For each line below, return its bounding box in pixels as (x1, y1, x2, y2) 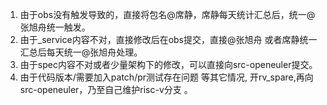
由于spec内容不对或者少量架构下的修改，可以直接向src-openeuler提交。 (19, 59, 318, 70)
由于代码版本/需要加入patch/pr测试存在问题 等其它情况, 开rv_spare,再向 (19, 71, 314, 83)
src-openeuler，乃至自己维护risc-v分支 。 (19, 84, 193, 95)
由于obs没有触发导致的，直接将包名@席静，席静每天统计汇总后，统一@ (19, 9, 316, 20)
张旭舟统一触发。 (19, 21, 91, 33)
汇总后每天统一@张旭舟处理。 (19, 46, 143, 58)
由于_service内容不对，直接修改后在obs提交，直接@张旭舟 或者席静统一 (19, 34, 318, 45)
